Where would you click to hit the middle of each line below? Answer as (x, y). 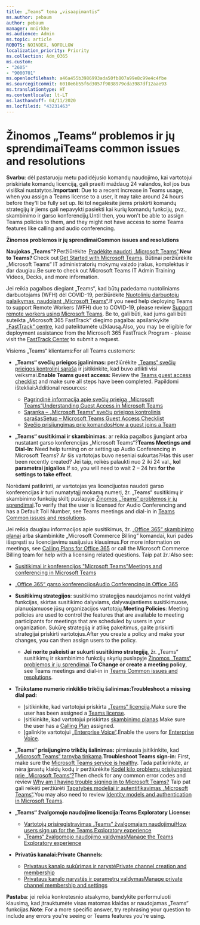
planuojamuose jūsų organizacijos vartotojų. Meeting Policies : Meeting (102, 609)
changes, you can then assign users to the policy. (76, 641)
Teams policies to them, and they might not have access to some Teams (95, 222)
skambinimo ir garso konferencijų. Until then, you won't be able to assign (95, 216)
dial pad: (26, 695)
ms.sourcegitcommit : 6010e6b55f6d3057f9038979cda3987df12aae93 (87, 84)
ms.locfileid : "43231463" (38, 106)
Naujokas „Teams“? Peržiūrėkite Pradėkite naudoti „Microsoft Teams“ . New (99, 252)
